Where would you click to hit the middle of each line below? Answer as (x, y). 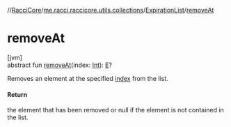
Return (17, 94)
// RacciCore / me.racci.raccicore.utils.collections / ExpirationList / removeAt (111, 10)
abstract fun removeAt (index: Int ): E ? (60, 65)
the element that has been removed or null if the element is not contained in (115, 110)
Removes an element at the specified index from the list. (88, 78)
